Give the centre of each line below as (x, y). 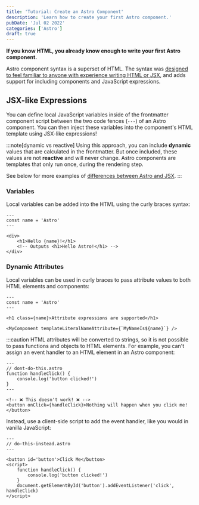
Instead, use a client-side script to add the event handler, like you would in (97, 421)
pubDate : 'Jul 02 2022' (36, 23)
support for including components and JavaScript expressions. (83, 82)
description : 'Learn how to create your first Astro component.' (89, 17)
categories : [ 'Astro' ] (34, 28)
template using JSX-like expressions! (52, 133)
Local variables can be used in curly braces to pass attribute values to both (99, 280)
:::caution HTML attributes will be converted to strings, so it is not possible (97, 339)
